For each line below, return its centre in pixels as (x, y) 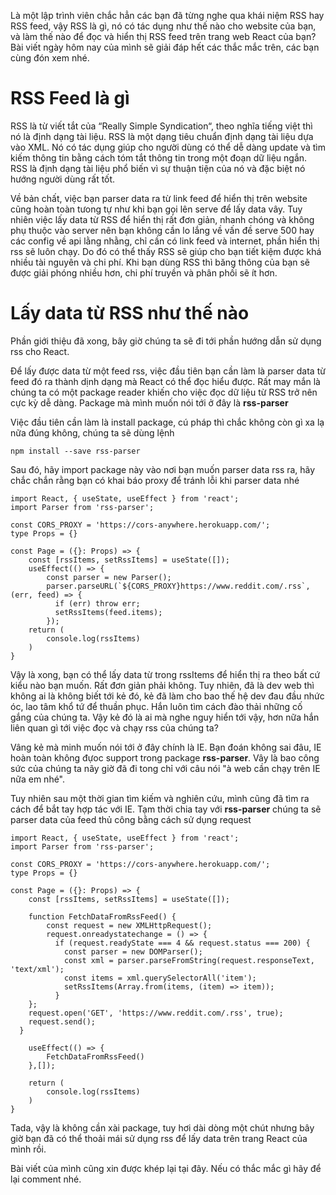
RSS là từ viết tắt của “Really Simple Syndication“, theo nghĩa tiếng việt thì (161, 126)
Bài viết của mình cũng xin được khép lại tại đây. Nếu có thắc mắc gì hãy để (166, 1168)
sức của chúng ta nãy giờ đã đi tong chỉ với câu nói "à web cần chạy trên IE (165, 768)
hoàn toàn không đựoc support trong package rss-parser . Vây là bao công (165, 757)
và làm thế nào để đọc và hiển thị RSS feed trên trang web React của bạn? (163, 36)
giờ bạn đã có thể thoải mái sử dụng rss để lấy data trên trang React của (159, 1138)
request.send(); (62, 1021)
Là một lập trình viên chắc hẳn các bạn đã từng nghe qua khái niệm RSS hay (167, 15)
